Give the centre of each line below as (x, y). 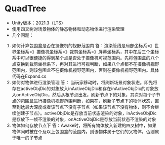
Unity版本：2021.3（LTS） (39, 23)
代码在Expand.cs (29, 76)
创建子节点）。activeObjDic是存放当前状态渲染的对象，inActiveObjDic (86, 113)
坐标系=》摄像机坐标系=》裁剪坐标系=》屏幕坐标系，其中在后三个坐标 (87, 52)
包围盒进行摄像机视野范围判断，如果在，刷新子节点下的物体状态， (88, 101)
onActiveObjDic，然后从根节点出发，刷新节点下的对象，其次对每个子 (86, 94)
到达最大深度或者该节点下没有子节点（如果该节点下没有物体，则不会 (85, 107)
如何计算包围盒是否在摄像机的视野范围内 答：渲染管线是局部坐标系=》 (83, 45)
